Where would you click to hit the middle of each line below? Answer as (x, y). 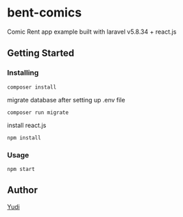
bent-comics (45, 13)
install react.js (27, 125)
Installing (23, 73)
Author (22, 190)
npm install (24, 138)
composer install (32, 87)
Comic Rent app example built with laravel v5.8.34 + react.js (92, 32)
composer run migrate (38, 112)
